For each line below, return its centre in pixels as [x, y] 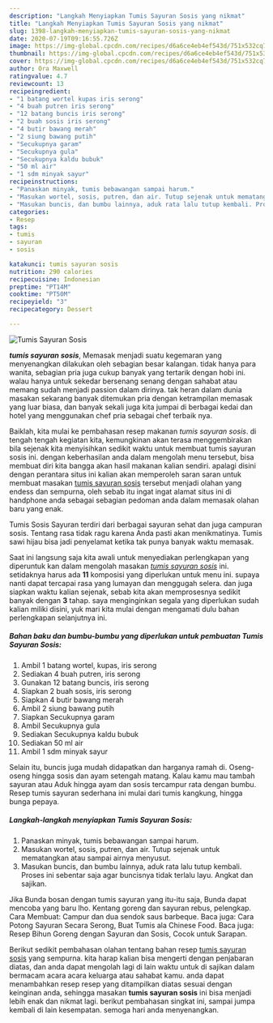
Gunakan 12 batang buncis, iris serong [85, 683]
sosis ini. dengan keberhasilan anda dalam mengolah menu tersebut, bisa [132, 457]
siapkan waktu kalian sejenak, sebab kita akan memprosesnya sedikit [125, 592]
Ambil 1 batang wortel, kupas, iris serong [89, 665]
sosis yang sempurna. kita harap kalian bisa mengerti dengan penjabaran [132, 958]
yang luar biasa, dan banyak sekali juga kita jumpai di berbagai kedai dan [131, 407]
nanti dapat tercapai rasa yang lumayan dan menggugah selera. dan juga [131, 583]
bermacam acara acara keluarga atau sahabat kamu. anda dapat [117, 975]
